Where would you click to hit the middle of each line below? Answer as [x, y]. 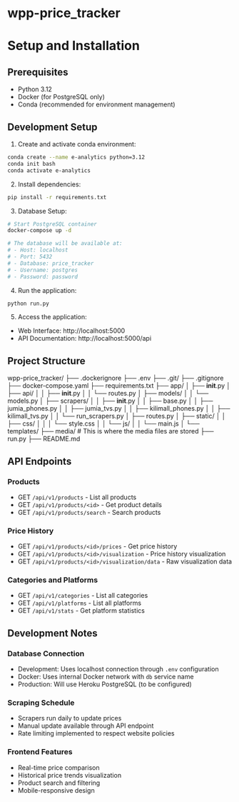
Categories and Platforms [53, 580]
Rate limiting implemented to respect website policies [96, 733]
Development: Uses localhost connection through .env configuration [118, 669]
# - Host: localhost [38, 250]
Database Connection [46, 653]
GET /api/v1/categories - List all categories [83, 596]
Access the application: [52, 317]
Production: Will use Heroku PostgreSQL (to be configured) [105, 684]
